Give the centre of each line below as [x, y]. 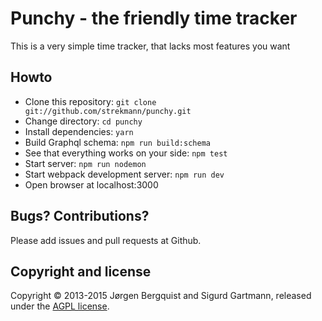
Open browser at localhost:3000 [91, 184]
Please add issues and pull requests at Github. [106, 240]
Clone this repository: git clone [90, 101]
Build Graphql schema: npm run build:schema [117, 142]
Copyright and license [81, 271]
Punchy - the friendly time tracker [154, 18]
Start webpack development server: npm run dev [124, 174]
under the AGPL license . [60, 306]
